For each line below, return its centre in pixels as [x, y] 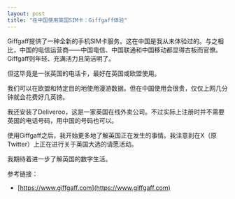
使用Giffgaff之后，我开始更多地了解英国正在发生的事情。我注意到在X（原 [112, 135]
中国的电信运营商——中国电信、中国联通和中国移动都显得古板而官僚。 [120, 50]
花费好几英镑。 [47, 97]
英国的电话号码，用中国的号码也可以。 [62, 120]
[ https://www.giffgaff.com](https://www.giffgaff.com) [94, 187]
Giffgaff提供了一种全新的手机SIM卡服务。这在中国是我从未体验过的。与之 [113, 41]
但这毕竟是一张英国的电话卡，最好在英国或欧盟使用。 [84, 73]
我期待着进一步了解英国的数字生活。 [59, 159]
